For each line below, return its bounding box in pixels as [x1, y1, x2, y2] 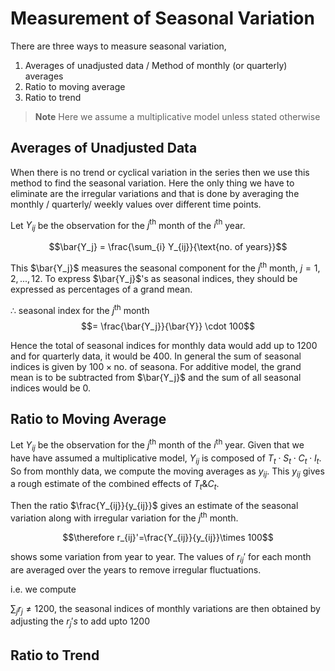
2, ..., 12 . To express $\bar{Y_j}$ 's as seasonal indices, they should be [10, 272, 298, 284]
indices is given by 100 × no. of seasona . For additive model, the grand [10, 360, 302, 372]
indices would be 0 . [10, 382, 92, 394]
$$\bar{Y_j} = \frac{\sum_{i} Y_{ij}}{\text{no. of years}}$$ [48, 241, 288, 253]
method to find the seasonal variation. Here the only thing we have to [10, 177, 295, 189]
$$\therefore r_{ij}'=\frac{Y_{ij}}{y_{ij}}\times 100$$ [62, 531, 274, 543]
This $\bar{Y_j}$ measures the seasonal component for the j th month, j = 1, [10, 260, 321, 274]
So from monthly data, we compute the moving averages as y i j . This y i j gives [10, 465, 325, 479]
